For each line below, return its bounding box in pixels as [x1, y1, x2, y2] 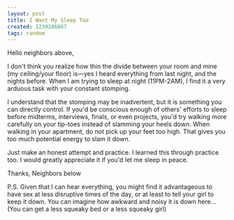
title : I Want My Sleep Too [7, 17, 89, 24]
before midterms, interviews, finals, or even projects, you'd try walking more [7, 113, 227, 121]
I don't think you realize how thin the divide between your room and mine [7, 62, 218, 70]
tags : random [7, 29, 45, 37]
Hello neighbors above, [7, 49, 75, 57]
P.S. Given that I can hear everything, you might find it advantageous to [7, 182, 213, 191]
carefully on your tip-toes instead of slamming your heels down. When [7, 120, 210, 129]
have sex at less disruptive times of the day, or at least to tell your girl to [7, 190, 214, 198]
